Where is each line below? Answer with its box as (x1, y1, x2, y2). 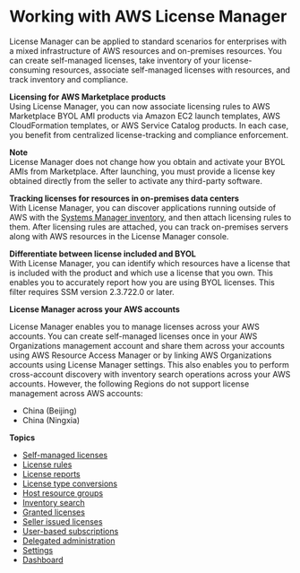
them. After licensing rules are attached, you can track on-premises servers (9, 221, 289, 232)
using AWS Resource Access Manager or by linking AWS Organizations (9, 350, 272, 360)
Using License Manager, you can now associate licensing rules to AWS (9, 100, 270, 111)
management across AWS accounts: (9, 387, 143, 398)
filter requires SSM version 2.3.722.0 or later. (9, 286, 175, 297)
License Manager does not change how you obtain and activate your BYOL (9, 156, 286, 167)
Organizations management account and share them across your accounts (9, 340, 285, 351)
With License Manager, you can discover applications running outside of (9, 202, 276, 213)
